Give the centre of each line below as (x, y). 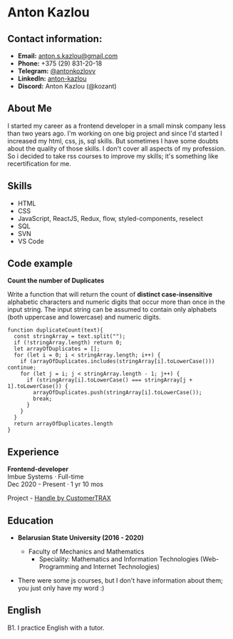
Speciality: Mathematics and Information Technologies (119, 559)
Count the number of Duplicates (56, 281)
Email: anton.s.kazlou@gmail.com (68, 56)
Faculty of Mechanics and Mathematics (86, 552)
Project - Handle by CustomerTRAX (59, 498)
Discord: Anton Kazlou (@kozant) (67, 86)
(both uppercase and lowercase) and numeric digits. (84, 317)
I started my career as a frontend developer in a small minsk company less (116, 126)
